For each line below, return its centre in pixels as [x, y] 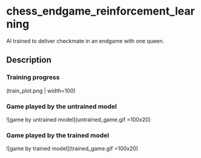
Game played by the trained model [58, 135]
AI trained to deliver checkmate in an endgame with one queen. [85, 41]
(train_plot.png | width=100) [41, 91]
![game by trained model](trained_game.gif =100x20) [72, 149]
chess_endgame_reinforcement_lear [100, 11]
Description [29, 60]
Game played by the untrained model [61, 106]
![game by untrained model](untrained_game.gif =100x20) [79, 119]
